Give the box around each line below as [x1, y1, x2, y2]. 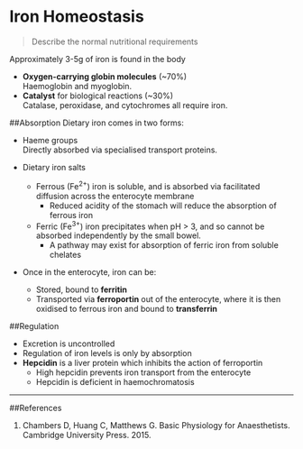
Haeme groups [22, 134, 78, 145]
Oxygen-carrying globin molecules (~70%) [22, 70, 188, 82]
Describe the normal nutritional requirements [31, 36, 198, 47]
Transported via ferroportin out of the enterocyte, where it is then [35, 294, 281, 305]
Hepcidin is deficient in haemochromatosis [35, 377, 196, 388]
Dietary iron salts [22, 161, 86, 172]
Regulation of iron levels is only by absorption [22, 348, 192, 359]
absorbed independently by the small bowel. [35, 230, 201, 241]
